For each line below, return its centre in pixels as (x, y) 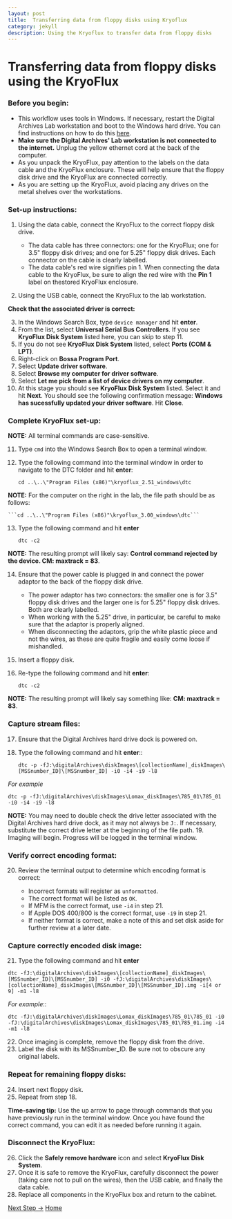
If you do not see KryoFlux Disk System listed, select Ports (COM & (115, 344)
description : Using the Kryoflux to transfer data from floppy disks (110, 33)
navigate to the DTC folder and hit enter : (75, 470)
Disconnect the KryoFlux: (51, 1142)
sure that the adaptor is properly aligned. (86, 624)
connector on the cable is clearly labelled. (88, 260)
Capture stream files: (44, 724)
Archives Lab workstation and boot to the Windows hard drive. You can (119, 126)
